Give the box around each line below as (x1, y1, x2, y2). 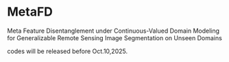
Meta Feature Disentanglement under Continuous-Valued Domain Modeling (7, 27, 220, 35)
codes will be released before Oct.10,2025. (7, 47, 128, 55)
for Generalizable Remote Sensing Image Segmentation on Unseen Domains (7, 33, 223, 42)
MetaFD (7, 4, 53, 20)
